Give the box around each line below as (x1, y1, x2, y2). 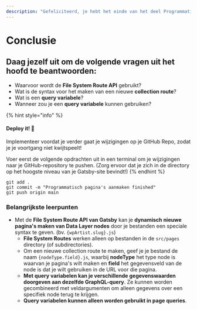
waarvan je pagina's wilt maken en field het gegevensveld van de (23, 260, 182, 267)
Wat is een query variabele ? (14, 94, 84, 101)
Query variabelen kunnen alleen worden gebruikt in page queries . (23, 297, 187, 304)
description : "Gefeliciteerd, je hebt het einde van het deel (6, 8, 161, 15)
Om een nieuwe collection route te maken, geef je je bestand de (23, 247, 178, 254)
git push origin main (6, 190, 59, 195)
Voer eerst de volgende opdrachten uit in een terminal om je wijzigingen (6, 156, 180, 163)
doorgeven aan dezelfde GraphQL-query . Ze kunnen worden (23, 278, 173, 285)
